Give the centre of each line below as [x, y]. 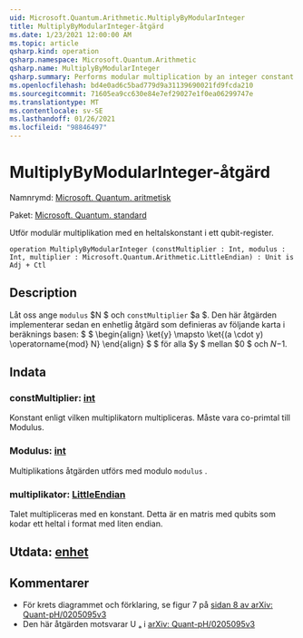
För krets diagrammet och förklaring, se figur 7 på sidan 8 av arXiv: [148, 605]
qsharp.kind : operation [54, 52]
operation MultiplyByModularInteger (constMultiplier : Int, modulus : [147, 249]
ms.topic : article [44, 43]
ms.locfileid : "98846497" [58, 128]
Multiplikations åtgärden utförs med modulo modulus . [108, 471]
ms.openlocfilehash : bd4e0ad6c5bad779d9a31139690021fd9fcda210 [132, 85]
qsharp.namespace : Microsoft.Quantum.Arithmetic [103, 60]
